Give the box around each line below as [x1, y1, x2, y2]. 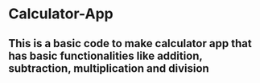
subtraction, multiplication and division [8, 61, 209, 75]
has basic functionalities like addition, [8, 49, 203, 62]
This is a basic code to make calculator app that [8, 37, 252, 50]
